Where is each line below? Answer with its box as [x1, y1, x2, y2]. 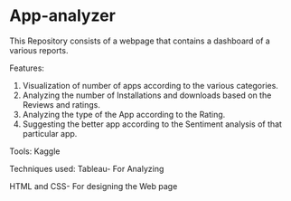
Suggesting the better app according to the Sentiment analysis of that [22, 119, 283, 129]
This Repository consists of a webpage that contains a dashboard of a [9, 35, 271, 46]
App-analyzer [9, 5, 116, 26]
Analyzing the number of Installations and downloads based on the [22, 90, 272, 100]
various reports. [9, 44, 69, 55]
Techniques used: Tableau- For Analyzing [9, 163, 164, 174]
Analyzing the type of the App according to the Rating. [22, 109, 226, 120]
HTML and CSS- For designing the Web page [9, 180, 178, 191]
